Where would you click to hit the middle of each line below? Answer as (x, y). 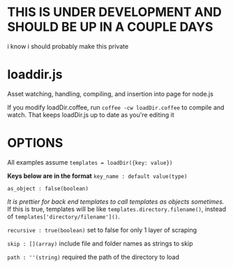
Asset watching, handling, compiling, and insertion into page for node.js (111, 94)
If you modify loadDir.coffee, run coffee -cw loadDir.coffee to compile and (116, 107)
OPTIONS (35, 143)
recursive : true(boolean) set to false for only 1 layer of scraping (102, 230)
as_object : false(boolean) (48, 188)
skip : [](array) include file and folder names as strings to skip (100, 243)
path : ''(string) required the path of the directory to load (93, 257)
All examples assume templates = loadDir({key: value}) (90, 162)
